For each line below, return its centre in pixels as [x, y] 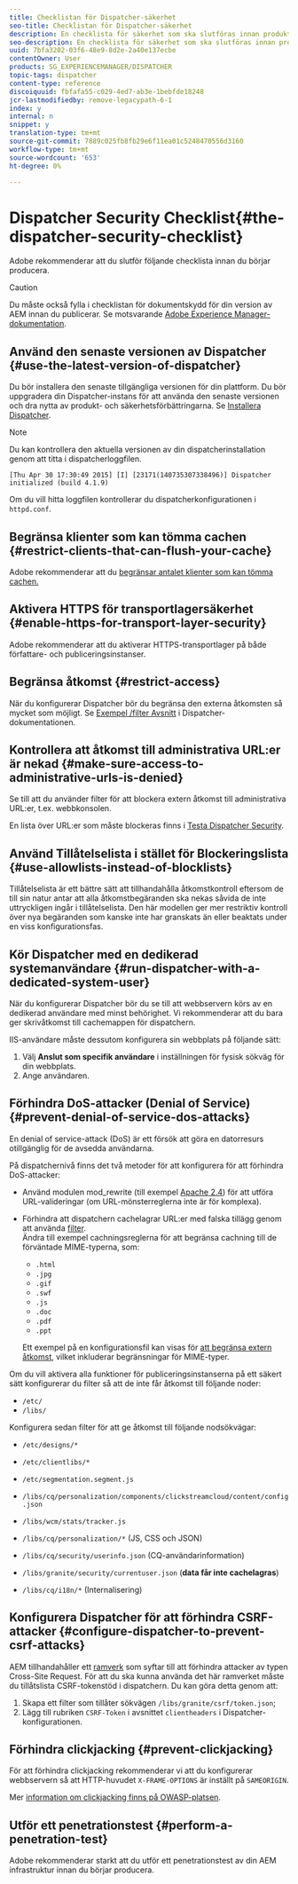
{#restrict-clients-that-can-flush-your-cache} [141, 551]
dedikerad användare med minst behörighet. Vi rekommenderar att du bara [146, 1013]
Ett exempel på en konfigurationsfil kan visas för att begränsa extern [147, 1347]
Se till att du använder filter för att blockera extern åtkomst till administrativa [148, 799]
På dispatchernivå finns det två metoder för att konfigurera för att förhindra [146, 1165]
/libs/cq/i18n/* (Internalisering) [82, 1589]
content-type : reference [55, 83]
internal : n [31, 116]
